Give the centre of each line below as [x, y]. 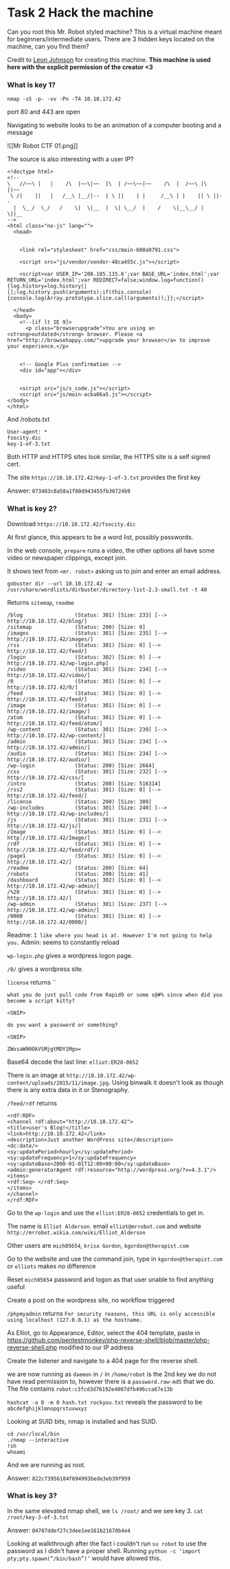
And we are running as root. [46, 1464]
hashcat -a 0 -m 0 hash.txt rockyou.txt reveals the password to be [105, 1402]
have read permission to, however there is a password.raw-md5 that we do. [111, 1381]
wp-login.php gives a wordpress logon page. [70, 955]
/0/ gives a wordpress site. [45, 969]
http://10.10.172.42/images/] [50, 639]
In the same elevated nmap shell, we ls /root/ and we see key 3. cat [105, 1511]
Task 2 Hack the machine [80, 13]
